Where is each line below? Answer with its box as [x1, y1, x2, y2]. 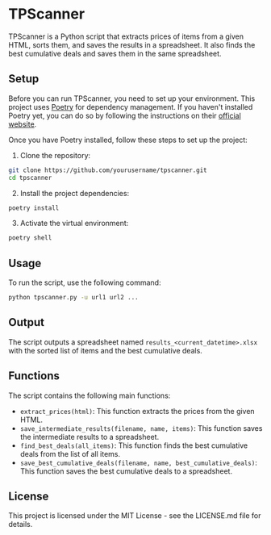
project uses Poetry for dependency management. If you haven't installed [8, 102, 253, 111]
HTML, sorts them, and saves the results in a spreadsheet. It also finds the [8, 40, 256, 49]
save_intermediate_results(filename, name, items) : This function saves [19, 423, 263, 433]
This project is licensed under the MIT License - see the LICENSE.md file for [8, 511, 261, 520]
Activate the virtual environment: [19, 219, 129, 228]
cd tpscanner [8, 173, 52, 182]
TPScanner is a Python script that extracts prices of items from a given [8, 31, 244, 41]
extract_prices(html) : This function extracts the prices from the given [19, 406, 256, 416]
